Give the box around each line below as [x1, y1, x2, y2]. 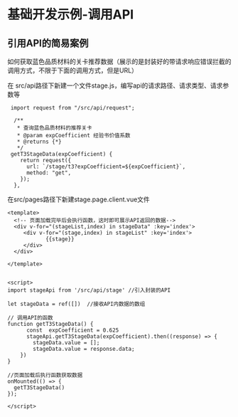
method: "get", [26, 169, 72, 176]
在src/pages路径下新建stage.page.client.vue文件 [7, 195, 151, 204]
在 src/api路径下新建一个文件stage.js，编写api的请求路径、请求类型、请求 [7, 81, 223, 90]
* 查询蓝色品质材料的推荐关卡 [16, 125, 92, 132]
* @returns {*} [16, 138, 62, 145]
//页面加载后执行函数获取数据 [7, 371, 83, 379]
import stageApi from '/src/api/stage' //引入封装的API [7, 287, 171, 294]
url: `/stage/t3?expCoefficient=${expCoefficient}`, [26, 163, 186, 170]
